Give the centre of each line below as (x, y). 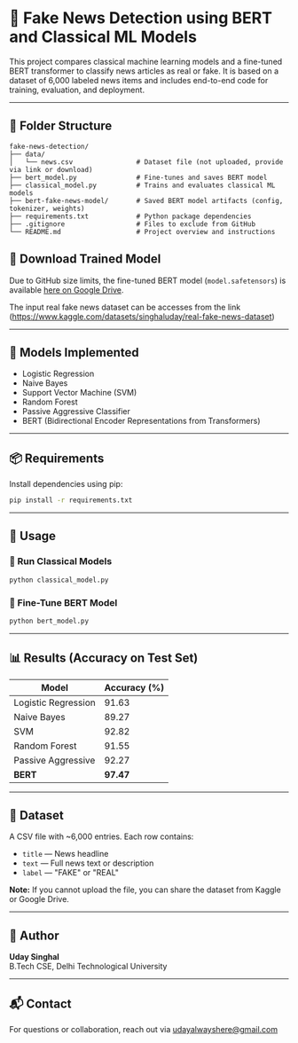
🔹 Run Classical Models (61, 561)
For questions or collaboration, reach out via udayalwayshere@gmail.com (143, 1030)
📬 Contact (40, 1004)
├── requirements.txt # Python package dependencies (130, 216)
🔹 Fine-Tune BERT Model (63, 602)
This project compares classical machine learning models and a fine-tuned (146, 61)
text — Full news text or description (88, 863)
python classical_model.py (59, 580)
